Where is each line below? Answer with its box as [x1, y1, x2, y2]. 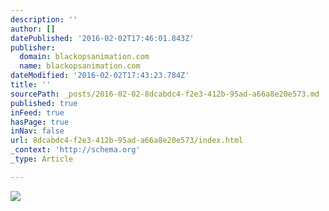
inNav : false [10, 126, 65, 136]
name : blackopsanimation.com [19, 61, 141, 71]
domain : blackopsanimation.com [19, 52, 150, 62]
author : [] [10, 24, 56, 34]
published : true [10, 98, 78, 108]
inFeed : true [10, 107, 65, 118]
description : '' [10, 14, 78, 25]
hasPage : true [10, 117, 70, 127]
